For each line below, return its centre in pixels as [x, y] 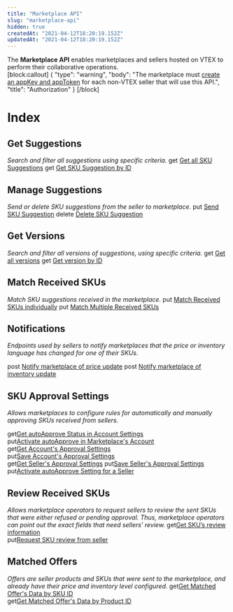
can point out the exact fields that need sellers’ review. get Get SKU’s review [116, 525]
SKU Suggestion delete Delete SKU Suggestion [75, 214]
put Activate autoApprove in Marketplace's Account [81, 441]
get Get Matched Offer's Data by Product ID [69, 601]
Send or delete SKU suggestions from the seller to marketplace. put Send [113, 207]
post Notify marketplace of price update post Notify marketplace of [104, 367]
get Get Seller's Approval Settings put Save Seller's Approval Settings [106, 464]
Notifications [36, 329]
